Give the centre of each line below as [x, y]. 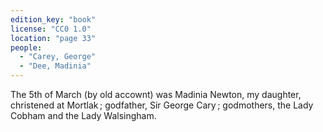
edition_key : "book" [53, 19]
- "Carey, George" [58, 57]
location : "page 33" [53, 38]
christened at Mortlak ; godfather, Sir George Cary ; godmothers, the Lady [162, 105]
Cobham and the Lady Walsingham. [83, 115]
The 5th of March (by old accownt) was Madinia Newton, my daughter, [156, 94]
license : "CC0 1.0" [51, 29]
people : [26, 47]
